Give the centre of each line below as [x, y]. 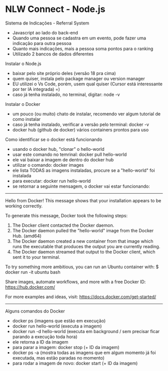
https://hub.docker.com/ [30, 287]
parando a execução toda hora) [45, 337]
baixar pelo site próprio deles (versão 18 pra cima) [64, 73]
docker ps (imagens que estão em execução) [59, 321]
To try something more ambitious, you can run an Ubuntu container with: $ [82, 267]
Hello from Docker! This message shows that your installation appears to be [83, 200]
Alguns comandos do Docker [35, 311]
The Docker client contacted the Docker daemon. [63, 225]
